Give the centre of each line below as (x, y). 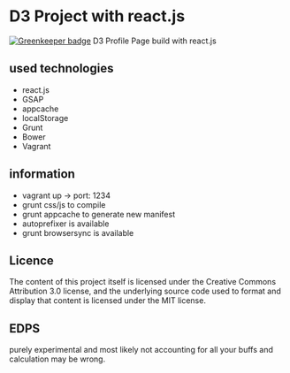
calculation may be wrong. (57, 359)
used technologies (61, 69)
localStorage (45, 118)
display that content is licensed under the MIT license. (107, 301)
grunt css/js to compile (64, 204)
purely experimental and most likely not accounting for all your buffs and (141, 350)
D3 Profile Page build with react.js (154, 41)
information (42, 174)
